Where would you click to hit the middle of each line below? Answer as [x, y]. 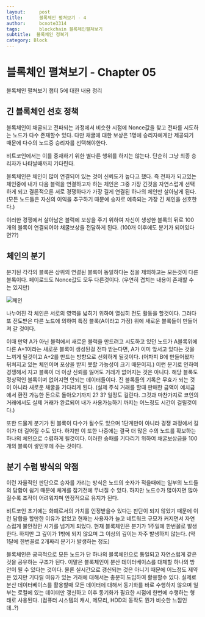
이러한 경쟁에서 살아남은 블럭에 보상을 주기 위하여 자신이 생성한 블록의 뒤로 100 [100, 220]
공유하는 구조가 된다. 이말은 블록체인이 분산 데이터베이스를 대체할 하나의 [103, 562]
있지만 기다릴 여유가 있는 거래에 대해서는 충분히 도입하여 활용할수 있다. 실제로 [105, 577]
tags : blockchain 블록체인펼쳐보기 [55, 29]
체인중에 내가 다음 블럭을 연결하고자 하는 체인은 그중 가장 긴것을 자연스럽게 [95, 184]
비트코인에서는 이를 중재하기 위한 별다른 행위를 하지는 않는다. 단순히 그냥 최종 [98, 156]
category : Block [27, 40]
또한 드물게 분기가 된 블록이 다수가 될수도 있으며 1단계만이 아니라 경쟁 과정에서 [99, 423]
